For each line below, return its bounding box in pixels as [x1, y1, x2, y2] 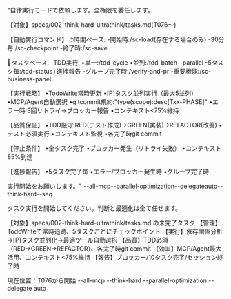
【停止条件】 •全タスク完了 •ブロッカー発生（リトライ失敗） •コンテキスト [7, 144, 222, 152]
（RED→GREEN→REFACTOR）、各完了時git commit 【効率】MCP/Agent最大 [7, 245, 222, 253]
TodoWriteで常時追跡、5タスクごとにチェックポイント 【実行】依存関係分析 [7, 227, 223, 236]
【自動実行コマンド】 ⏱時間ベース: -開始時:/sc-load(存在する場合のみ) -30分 [7, 35, 225, 43]
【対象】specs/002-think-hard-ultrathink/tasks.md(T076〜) [7, 21, 177, 29]
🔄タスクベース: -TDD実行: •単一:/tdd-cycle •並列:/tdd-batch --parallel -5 [7, 59, 212, 67]
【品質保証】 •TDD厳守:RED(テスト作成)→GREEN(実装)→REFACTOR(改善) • [7, 121, 223, 129]
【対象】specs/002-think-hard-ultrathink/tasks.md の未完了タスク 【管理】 [7, 219, 221, 227]
